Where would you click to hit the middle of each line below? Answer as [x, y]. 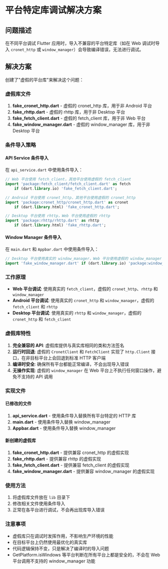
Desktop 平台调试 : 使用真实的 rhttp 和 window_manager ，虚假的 [77, 313]
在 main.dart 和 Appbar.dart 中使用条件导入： [52, 249]
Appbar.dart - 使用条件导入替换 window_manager [64, 428]
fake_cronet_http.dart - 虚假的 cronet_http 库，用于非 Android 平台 [82, 106]
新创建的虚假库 [20, 440]
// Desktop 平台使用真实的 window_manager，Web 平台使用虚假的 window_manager [83, 259]
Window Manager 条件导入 [33, 237]
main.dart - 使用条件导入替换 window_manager [61, 422]
